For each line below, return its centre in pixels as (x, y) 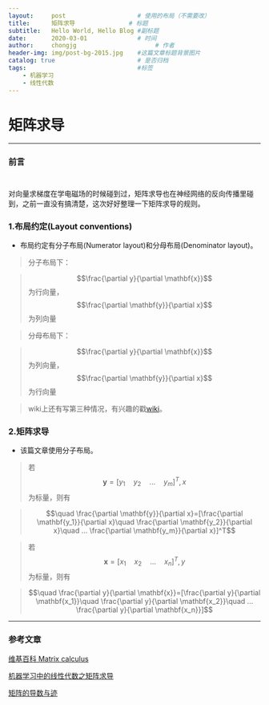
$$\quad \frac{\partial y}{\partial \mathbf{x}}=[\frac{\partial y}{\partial (145, 593)
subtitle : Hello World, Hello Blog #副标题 (84, 30)
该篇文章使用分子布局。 (58, 451)
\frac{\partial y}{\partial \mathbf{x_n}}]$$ (145, 610)
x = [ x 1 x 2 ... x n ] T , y (145, 561)
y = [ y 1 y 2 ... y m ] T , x (145, 482)
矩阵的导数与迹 (33, 693)
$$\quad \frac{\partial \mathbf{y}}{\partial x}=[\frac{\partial (145, 513)
